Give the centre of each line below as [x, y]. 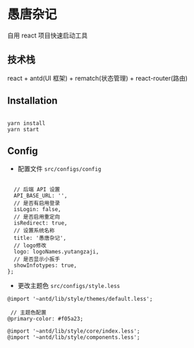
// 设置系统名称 [34, 231]
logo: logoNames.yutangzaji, [56, 252]
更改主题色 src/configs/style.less [69, 286]
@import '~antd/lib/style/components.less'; [74, 337]
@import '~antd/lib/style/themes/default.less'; [80, 299]
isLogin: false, [37, 210]
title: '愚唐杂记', [40, 238]
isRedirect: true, [41, 223]
